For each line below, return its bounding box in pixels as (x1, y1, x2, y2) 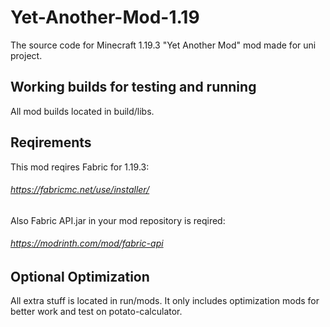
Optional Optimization (10, 268, 150, 285)
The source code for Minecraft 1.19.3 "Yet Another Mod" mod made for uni (10, 39, 317, 51)
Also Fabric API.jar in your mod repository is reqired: (10, 214, 226, 226)
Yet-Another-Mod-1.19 (10, 6, 200, 29)
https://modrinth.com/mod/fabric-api (10, 237, 164, 250)
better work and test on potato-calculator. (10, 306, 183, 318)
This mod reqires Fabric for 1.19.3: (10, 161, 150, 173)
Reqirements (10, 134, 92, 151)
